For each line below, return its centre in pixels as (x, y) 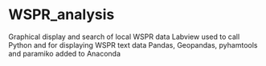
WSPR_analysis (61, 15)
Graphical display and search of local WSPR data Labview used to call (124, 37)
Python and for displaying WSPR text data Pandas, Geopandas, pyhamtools (133, 45)
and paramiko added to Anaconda (65, 53)
